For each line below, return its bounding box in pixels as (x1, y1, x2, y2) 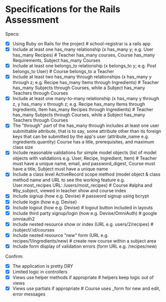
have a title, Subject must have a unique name (12, 166, 108, 172)
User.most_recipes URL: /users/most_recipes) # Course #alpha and (12, 182, 152, 188)
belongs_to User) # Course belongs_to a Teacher (12, 68, 115, 74)
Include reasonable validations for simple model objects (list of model (12, 149, 157, 156)
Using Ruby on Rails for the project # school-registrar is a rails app (12, 40, 151, 46)
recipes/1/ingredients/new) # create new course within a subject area (12, 238, 156, 244)
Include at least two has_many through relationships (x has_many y (12, 74, 152, 80)
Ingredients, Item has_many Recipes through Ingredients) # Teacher (12, 107, 153, 113)
